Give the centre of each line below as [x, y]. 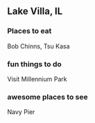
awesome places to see [47, 97]
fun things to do [35, 64]
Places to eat [29, 31]
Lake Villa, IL [35, 11]
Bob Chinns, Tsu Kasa [38, 46]
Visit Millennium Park [37, 79]
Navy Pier [21, 112]
